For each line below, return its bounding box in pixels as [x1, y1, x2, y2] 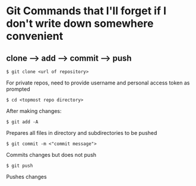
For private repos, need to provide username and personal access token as [6, 79, 190, 86]
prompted [6, 86, 31, 93]
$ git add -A [6, 119, 39, 125]
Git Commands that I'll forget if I [6, 4, 167, 18]
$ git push [6, 163, 33, 169]
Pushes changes [6, 174, 47, 180]
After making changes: [6, 108, 62, 114]
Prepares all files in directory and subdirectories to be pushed [6, 130, 157, 136]
